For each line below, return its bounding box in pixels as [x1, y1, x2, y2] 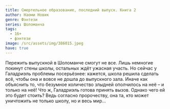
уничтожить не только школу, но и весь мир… [5, 98, 107, 104]
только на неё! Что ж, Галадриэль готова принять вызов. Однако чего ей [5, 86, 165, 93]
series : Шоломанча [5, 21, 45, 27]
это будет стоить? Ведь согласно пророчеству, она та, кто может [5, 92, 149, 98]
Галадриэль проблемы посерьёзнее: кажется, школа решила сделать [5, 70, 159, 77]
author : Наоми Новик [5, 12, 50, 17]
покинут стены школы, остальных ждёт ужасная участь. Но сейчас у [5, 65, 157, 71]
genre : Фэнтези [5, 17, 38, 22]
